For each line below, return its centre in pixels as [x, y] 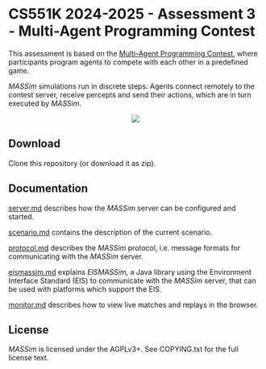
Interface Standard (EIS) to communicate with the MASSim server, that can [132, 280]
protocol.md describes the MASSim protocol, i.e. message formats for [125, 247]
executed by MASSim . [45, 103]
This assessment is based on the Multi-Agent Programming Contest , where [133, 53]
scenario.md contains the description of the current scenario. [110, 232]
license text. [29, 358]
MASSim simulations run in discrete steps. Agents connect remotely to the [132, 86]
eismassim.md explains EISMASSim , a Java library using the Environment [130, 272]
